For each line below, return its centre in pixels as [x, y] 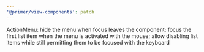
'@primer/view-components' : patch [51, 12]
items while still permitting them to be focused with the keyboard [88, 42]
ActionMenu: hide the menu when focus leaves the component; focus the [99, 29]
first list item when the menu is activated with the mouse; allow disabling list [102, 36]
